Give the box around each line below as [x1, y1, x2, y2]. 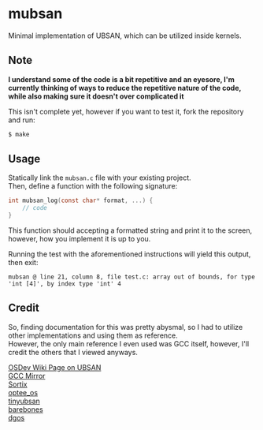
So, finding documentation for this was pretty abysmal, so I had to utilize [8, 322, 243, 331]
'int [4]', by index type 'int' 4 [8, 280, 122, 288]
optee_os [8, 387, 38, 397]
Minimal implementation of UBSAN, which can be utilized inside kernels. [8, 31, 242, 40]
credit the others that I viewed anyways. [8, 347, 138, 357]
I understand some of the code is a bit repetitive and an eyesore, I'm [8, 74, 235, 84]
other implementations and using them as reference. [8, 331, 179, 340]
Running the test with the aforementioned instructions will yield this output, [8, 249, 251, 259]
